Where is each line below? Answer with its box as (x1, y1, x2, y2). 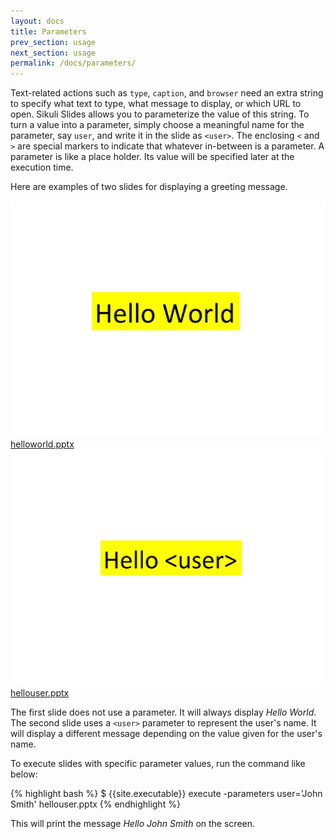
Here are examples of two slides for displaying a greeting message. (10, 181, 288, 193)
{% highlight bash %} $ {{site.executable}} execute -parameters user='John (10, 787, 323, 799)
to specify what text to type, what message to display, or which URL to (10, 98, 302, 110)
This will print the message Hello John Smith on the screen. (10, 817, 256, 829)
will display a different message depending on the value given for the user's (10, 727, 323, 739)
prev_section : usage (10, 37, 97, 47)
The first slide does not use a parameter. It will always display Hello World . (10, 706, 317, 718)
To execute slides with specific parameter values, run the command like (10, 757, 306, 769)
